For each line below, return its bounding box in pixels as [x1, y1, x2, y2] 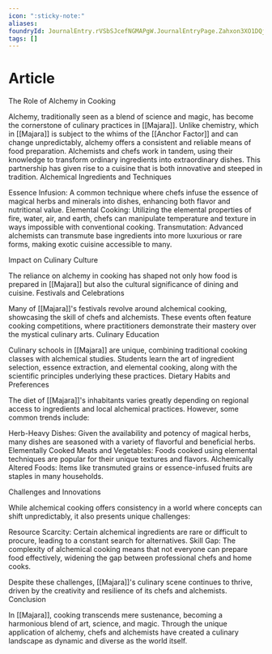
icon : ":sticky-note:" [8, 11, 85, 20]
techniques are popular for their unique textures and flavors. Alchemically [8, 455, 253, 464]
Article [8, 70, 55, 88]
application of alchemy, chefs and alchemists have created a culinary [8, 627, 239, 637]
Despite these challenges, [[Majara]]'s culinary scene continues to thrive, [8, 577, 253, 588]
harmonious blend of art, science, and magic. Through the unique [8, 619, 228, 629]
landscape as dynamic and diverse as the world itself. [8, 636, 188, 646]
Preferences [8, 380, 50, 390]
